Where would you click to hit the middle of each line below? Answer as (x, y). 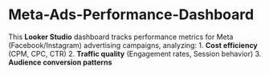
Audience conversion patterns (60, 62)
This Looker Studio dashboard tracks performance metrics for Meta (121, 37)
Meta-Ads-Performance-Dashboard (131, 15)
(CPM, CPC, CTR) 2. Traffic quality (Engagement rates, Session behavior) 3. (135, 53)
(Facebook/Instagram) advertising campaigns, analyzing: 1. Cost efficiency (133, 45)
